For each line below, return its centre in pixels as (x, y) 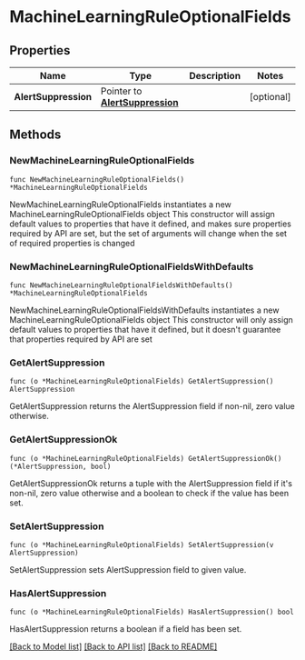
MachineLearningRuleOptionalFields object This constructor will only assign (151, 319)
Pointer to (121, 91)
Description (215, 76)
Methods (35, 135)
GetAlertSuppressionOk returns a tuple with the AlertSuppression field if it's (151, 483)
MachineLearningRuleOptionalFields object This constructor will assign (142, 214)
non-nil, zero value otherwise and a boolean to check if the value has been (149, 493)
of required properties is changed (72, 243)
